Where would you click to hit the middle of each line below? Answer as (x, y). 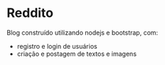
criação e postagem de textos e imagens (76, 54)
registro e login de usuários (57, 46)
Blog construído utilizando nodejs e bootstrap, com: (82, 32)
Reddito (30, 13)
